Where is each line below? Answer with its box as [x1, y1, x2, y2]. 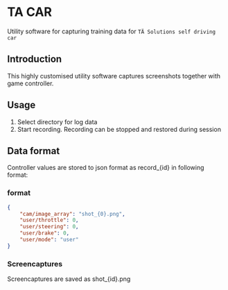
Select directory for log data [17, 117, 98, 126]
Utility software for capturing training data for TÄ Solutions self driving [7, 27, 216, 35]
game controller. [7, 79, 54, 87]
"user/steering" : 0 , [19, 223, 79, 230]
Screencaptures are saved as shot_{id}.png [7, 275, 131, 283]
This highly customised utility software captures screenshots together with [7, 71, 220, 80]
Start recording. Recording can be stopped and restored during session [17, 125, 222, 133]
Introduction [7, 53, 62, 65]
